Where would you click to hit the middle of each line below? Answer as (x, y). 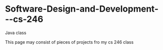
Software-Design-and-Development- (82, 9)
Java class (16, 33)
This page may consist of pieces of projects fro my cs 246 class (69, 42)
